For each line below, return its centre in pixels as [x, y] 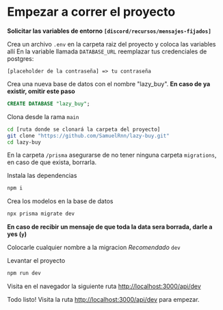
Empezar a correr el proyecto [91, 12]
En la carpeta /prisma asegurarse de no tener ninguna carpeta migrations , [112, 155]
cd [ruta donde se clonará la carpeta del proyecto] [84, 129]
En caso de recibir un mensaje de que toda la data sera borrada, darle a [110, 227]
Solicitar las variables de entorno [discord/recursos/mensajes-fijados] [109, 31]
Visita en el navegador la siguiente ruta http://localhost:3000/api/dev [104, 286]
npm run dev [24, 273]
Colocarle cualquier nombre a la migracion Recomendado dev [94, 248]
